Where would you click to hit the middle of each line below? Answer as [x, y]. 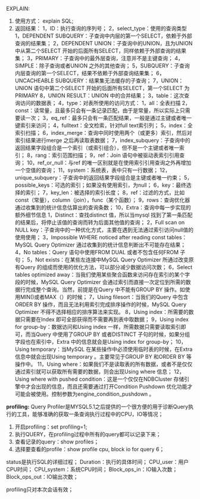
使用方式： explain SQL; [44, 21]
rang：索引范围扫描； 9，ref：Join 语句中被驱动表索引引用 [107, 155]
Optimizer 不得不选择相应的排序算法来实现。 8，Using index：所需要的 [101, 312]
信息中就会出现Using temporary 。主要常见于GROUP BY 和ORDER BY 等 [103, 357]
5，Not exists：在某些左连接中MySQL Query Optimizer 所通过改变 [107, 260]
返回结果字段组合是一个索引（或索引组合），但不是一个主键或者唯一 [97, 148]
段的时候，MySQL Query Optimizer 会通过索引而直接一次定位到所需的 [100, 282]
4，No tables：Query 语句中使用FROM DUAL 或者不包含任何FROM [97, 252]
